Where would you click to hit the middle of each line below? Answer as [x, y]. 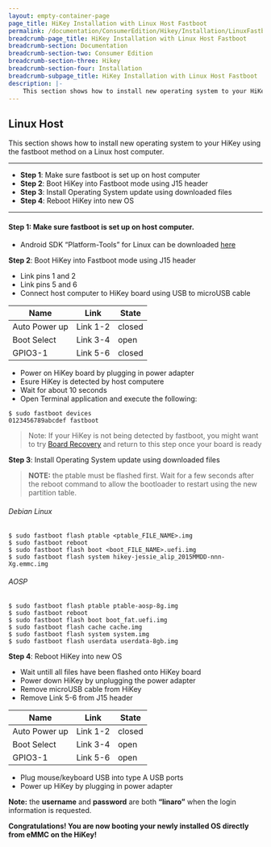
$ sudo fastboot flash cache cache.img [75, 627]
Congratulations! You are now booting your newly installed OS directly [129, 826]
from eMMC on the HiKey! [52, 834]
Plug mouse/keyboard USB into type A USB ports [102, 777]
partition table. [52, 493]
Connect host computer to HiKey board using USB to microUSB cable [135, 293]
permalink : [27, 31]
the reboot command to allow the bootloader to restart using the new [143, 484]
